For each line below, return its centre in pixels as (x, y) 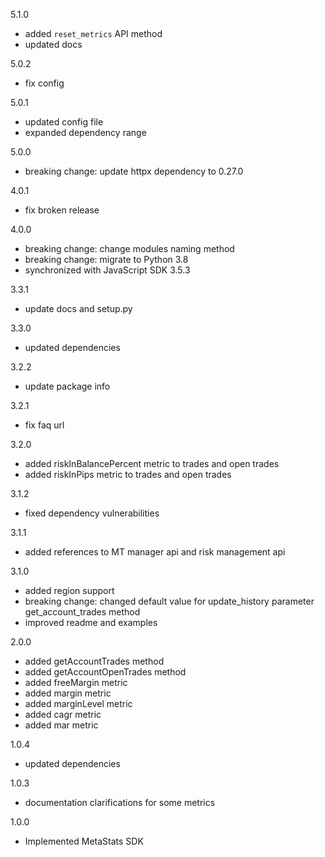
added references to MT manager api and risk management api (155, 552)
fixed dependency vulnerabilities (92, 513)
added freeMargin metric (76, 682)
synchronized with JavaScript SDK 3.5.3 (107, 270)
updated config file (64, 122)
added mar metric (61, 725)
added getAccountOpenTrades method (105, 672)
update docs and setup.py (78, 308)
